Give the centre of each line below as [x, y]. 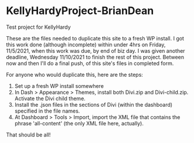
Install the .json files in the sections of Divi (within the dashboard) [93, 104]
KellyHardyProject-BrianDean [80, 11]
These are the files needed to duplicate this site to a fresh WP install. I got [95, 38]
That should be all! [28, 135]
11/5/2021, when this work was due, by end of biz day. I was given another [96, 50]
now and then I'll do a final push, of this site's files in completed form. [90, 63]
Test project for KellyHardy [39, 27]
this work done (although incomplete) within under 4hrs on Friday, [86, 45]
